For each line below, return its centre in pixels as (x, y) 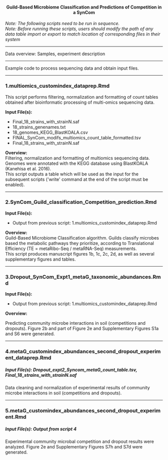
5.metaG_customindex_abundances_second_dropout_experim (83, 410)
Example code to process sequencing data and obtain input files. (72, 68)
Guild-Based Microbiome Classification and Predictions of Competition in (84, 7)
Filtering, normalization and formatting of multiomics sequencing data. (77, 158)
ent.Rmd (16, 417)
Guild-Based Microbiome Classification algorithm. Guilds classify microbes (82, 238)
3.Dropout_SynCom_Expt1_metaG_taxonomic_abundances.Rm (83, 277)
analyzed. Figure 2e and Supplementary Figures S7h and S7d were (74, 446)
